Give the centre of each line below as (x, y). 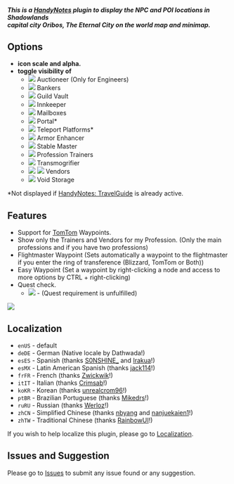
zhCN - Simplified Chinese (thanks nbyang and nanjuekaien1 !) (105, 413)
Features (27, 216)
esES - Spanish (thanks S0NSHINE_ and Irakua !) (86, 361)
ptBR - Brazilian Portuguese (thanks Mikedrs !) (83, 398)
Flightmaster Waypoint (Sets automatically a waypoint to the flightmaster (123, 255)
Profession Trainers (65, 155)
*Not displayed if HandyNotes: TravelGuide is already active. (96, 193)
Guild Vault (53, 96)
